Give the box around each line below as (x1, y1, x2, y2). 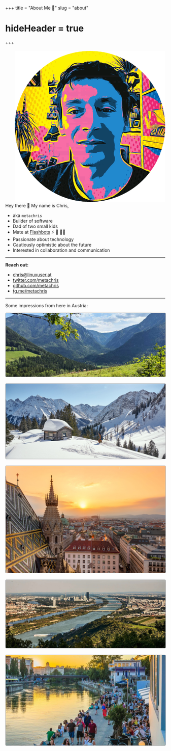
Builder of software (12, 218, 53, 224)
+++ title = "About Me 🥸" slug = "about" (5, 5, 89, 11)
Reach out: (5, 261, 29, 267)
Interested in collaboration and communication (12, 247, 110, 253)
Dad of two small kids (12, 223, 58, 229)
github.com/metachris (12, 282, 59, 288)
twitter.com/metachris (12, 277, 59, 283)
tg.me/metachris (12, 288, 47, 294)
